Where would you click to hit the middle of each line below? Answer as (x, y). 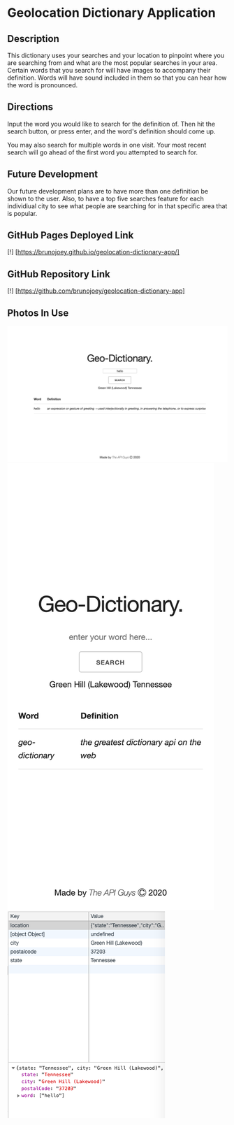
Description (33, 39)
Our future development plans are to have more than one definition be (108, 191)
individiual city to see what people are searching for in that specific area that (117, 206)
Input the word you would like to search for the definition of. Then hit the (111, 124)
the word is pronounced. (43, 85)
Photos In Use (38, 313)
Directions (30, 107)
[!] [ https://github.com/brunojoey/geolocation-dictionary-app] (96, 291)
